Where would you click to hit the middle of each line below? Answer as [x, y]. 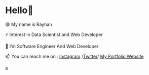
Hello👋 [20, 10]
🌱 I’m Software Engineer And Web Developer [52, 46]
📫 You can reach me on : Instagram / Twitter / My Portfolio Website [74, 56]
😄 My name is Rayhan [29, 24]
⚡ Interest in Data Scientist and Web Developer [54, 34]
